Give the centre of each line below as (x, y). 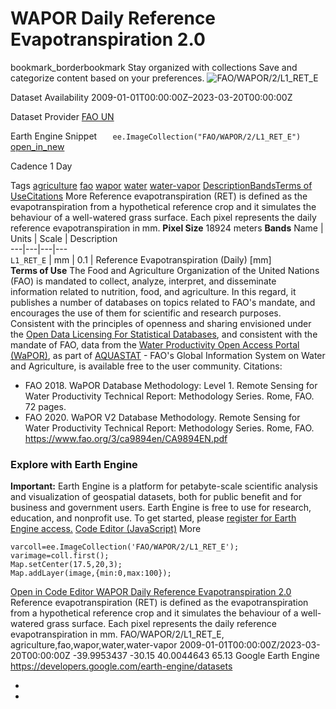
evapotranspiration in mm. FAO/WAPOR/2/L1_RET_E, (117, 634)
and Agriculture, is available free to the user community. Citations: (146, 366)
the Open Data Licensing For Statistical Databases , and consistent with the (164, 334)
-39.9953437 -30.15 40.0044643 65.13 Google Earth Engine (196, 656)
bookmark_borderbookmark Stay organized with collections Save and (154, 67)
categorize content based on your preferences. (107, 78)
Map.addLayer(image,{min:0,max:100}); (91, 573)
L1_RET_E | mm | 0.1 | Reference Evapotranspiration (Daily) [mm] (141, 259)
